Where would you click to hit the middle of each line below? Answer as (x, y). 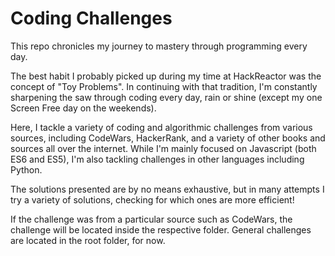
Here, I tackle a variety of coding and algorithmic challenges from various (161, 127)
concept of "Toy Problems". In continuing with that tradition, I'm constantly (164, 86)
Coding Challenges (91, 18)
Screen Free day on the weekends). (83, 108)
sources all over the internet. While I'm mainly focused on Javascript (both (163, 148)
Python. (26, 169)
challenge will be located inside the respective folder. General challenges (161, 229)
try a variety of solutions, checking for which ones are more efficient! (152, 199)
